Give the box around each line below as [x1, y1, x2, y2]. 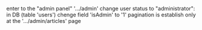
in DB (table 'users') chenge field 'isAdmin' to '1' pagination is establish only [6, 11, 196, 18]
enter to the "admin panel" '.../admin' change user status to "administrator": [6, 5, 195, 12]
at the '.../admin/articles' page [6, 18, 81, 24]
